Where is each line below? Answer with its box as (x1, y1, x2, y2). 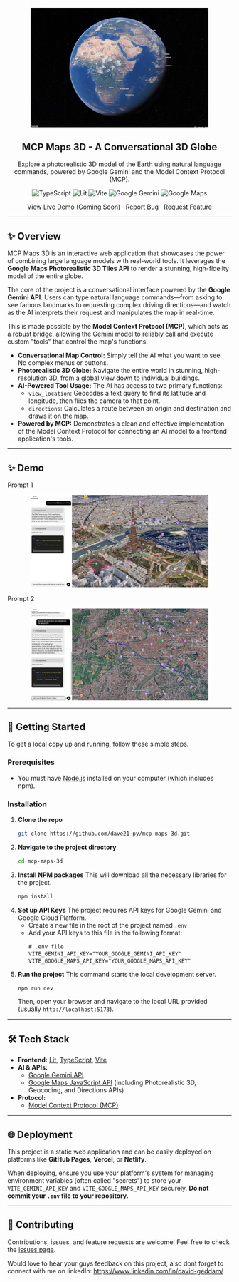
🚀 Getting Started (7, 721, 86, 733)
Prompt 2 (7, 595, 35, 603)
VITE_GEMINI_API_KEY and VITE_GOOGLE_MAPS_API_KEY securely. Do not (7, 1184, 209, 1193)
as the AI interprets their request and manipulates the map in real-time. (7, 308, 215, 317)
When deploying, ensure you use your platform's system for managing (7, 1169, 214, 1177)
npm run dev (17, 985, 53, 992)
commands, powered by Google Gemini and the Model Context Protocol (14, 168, 225, 176)
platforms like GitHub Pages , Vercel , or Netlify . (7, 1155, 147, 1164)
